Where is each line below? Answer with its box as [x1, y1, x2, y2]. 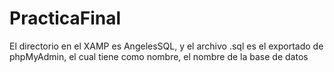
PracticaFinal [9, 7, 122, 30]
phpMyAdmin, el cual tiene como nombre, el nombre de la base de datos [9, 50, 309, 62]
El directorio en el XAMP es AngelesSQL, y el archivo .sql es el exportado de [9, 40, 324, 52]
